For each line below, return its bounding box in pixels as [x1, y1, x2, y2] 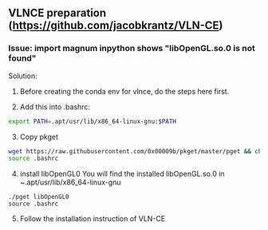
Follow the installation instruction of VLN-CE [19, 214, 166, 224]
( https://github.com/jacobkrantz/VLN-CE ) [8, 19, 223, 33]
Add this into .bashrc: [19, 101, 90, 111]
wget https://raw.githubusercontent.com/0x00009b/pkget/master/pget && [8, 147, 251, 155]
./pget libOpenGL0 [8, 193, 69, 201]
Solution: [8, 71, 37, 81]
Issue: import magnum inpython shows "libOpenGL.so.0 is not [8, 43, 255, 54]
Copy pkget [19, 132, 58, 141]
